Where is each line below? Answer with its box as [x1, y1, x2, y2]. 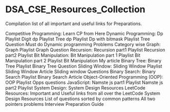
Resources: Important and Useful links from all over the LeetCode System [5, 90, 160, 96]
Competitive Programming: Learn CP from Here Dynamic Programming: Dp [5, 30, 163, 36]
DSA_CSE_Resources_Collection [5, 4, 146, 15]
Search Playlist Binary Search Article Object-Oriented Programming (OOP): [5, 74, 163, 80]
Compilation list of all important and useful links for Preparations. [5, 20, 142, 27]
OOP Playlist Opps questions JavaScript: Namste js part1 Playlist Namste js [5, 79, 163, 85]
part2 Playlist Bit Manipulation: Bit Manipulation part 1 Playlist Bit [5, 52, 141, 58]
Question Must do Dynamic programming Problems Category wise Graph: [5, 41, 161, 47]
